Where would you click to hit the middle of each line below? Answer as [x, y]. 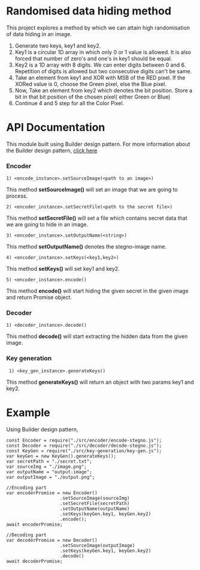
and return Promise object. [39, 297]
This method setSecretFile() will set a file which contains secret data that [97, 218]
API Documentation [56, 128]
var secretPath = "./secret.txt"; [49, 461]
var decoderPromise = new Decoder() [52, 540]
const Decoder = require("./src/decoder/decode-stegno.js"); [84, 446]
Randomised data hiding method [89, 11]
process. [17, 196]
